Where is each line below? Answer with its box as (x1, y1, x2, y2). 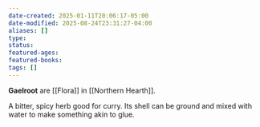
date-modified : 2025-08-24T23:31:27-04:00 (8, 19, 152, 27)
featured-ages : (8, 49, 59, 57)
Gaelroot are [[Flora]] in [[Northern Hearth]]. (8, 85, 156, 95)
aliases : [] (8, 26, 48, 34)
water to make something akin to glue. (8, 109, 135, 119)
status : (8, 42, 35, 50)
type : (8, 34, 26, 42)
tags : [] (8, 64, 38, 72)
